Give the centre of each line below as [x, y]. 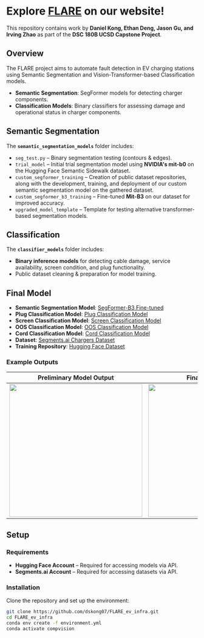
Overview [25, 54]
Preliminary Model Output [76, 378]
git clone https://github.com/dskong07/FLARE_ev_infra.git [83, 612]
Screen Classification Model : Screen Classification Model [88, 321]
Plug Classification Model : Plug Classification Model [81, 314]
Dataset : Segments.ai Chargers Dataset [65, 340]
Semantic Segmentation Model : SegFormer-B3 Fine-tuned [89, 308]
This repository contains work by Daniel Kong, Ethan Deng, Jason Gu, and [100, 28]
